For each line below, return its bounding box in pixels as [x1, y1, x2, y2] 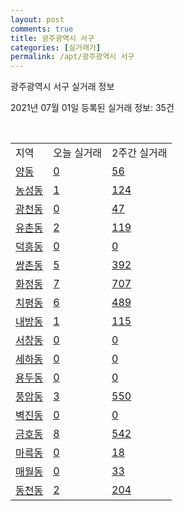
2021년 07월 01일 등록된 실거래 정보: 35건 [10, 102, 175, 114]
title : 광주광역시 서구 [10, 33, 95, 43]
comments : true [10, 24, 74, 34]
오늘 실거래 [53, 146, 103, 160]
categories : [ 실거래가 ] [10, 42, 102, 53]
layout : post [10, 14, 65, 25]
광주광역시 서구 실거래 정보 [10, 81, 115, 93]
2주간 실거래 [111, 146, 168, 160]
